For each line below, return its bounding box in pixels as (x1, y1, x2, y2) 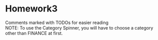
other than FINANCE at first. (5, 30, 63, 36)
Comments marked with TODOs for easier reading (5, 19, 109, 25)
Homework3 (5, 3, 58, 14)
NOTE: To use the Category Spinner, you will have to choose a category (5, 24, 153, 30)
